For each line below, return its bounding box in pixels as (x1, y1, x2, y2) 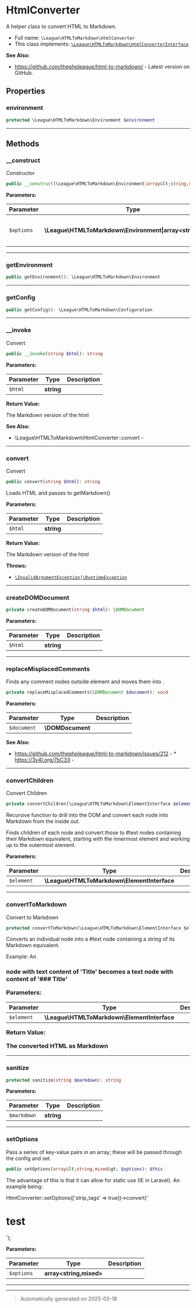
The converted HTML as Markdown (6, 1042, 108, 1050)
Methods (6, 139, 40, 149)
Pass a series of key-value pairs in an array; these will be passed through (6, 1148, 182, 1155)
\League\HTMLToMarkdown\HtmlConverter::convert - (14, 434, 144, 441)
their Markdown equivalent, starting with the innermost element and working (6, 835, 190, 842)
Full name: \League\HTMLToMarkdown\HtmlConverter (14, 34, 135, 41)
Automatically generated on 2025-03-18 (20, 1295, 118, 1302)
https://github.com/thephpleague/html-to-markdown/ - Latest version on (14, 63, 190, 70)
